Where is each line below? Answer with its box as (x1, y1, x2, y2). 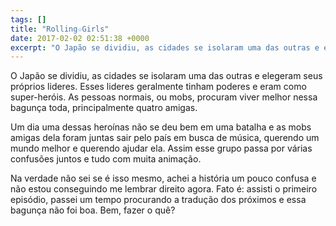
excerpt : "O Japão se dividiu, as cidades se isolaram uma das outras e (10, 42, 320, 53)
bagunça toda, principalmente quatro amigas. (10, 102, 198, 114)
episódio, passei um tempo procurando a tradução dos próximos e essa (10, 194, 307, 206)
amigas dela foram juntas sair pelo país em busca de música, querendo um (10, 132, 320, 144)
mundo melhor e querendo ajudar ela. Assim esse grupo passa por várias (10, 142, 313, 155)
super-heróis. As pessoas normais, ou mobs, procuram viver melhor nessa (10, 91, 318, 103)
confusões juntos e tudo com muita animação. (10, 153, 202, 165)
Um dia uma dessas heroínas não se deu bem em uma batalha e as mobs (10, 121, 312, 133)
